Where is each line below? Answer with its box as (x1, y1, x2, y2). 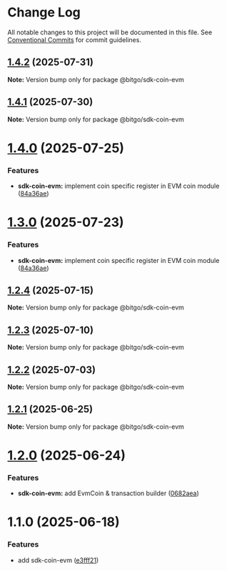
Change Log (7, 4, 81, 21)
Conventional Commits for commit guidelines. (7, 35, 141, 44)
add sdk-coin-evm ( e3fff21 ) (17, 555, 99, 565)
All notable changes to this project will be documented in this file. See (7, 28, 213, 36)
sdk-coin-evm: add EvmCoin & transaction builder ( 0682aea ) (17, 489, 200, 497)
